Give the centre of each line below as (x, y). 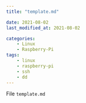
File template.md (26, 94)
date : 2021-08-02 (27, 22)
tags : (13, 55)
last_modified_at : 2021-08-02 (43, 28)
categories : (21, 38)
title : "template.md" (33, 12)
